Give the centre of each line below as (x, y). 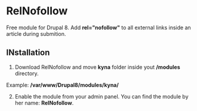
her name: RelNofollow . (44, 103)
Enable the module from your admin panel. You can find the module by (102, 96)
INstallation (28, 53)
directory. (27, 73)
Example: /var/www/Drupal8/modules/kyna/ (63, 85)
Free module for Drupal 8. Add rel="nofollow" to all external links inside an (98, 27)
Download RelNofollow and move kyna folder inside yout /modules (97, 67)
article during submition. (36, 33)
